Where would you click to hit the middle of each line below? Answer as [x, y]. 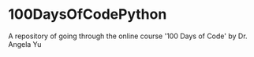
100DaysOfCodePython [88, 14]
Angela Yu [25, 44]
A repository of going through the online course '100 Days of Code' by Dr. [128, 36]
